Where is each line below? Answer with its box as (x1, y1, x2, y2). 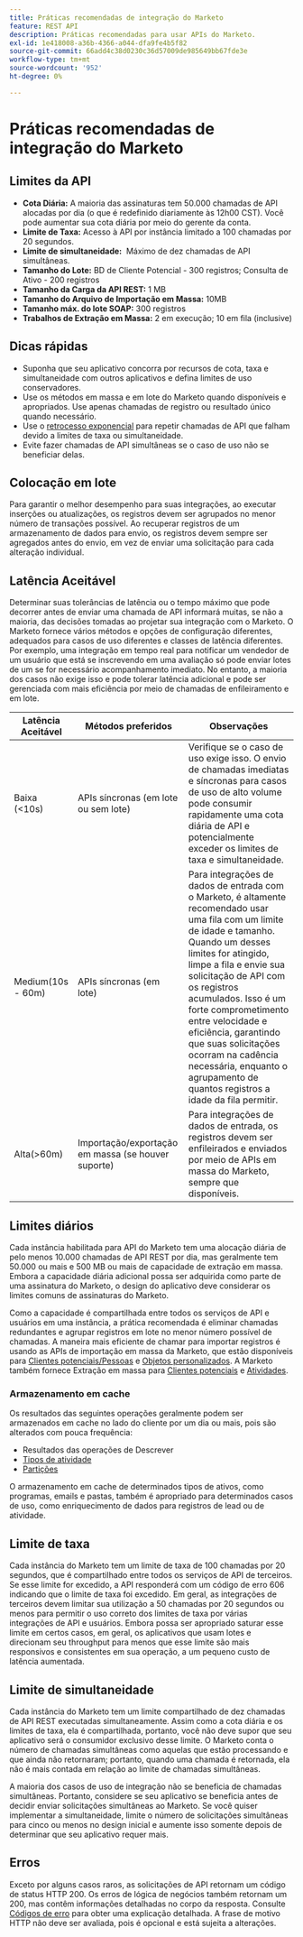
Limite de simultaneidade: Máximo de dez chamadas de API (22, 245, 251, 256)
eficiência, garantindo (188, 1026, 281, 1038)
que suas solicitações (188, 1038, 280, 1050)
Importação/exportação (78, 1137, 179, 1149)
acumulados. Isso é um (188, 992, 287, 1005)
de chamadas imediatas (188, 763, 289, 776)
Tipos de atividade (22, 1454, 92, 1465)
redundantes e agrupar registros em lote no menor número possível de (9, 1327, 272, 1337)
